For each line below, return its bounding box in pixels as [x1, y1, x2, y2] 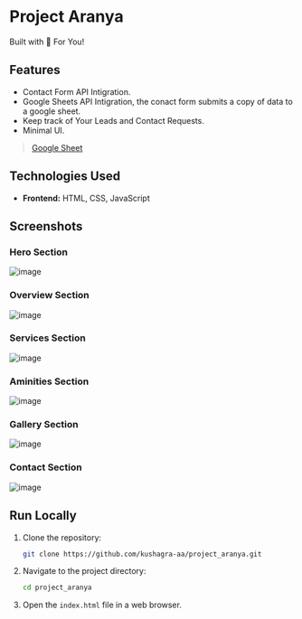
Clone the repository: [22, 531, 102, 543]
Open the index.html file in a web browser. [22, 599, 183, 611]
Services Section [9, 332, 86, 344]
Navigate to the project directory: [22, 566, 146, 577]
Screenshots [9, 219, 83, 234]
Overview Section [9, 289, 90, 302]
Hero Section [9, 246, 68, 258]
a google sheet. [22, 106, 81, 117]
